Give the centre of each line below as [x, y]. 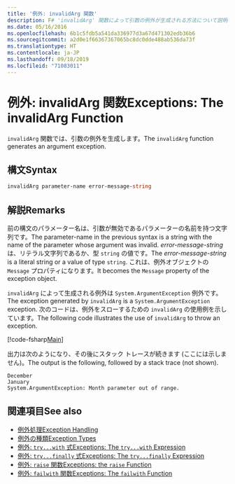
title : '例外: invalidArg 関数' [52, 14]
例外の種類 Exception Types [57, 438]
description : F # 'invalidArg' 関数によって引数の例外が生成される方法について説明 [117, 20]
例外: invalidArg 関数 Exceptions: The [115, 103]
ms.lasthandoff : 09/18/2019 [48, 60]
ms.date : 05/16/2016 [37, 27]
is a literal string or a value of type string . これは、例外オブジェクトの [108, 262]
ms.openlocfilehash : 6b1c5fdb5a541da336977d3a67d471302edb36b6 [101, 33]
